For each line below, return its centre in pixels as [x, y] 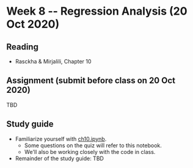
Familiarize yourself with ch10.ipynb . [61, 139]
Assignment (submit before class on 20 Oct [91, 81]
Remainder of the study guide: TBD [59, 158]
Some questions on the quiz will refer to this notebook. [93, 145]
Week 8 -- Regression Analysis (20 [97, 11]
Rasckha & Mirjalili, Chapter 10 [53, 61]
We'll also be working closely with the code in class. [90, 152]
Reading [22, 47]
